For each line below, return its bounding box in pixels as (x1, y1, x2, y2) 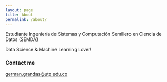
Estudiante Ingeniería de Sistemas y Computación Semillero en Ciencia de (5, 31, 162, 37)
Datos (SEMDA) (5, 36, 39, 43)
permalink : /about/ (5, 17, 47, 22)
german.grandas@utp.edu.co (5, 71, 68, 77)
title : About (5, 12, 33, 17)
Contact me (5, 59, 35, 67)
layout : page (5, 7, 33, 13)
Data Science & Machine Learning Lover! (5, 47, 91, 53)
